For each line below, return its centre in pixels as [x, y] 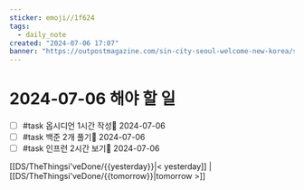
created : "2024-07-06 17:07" [64, 43]
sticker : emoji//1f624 [52, 18]
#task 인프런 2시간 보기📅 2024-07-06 [91, 148]
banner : [24, 52]
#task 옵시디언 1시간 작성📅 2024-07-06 [94, 126]
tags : [19, 26]
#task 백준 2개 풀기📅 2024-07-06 [84, 138]
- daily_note [42, 34]
